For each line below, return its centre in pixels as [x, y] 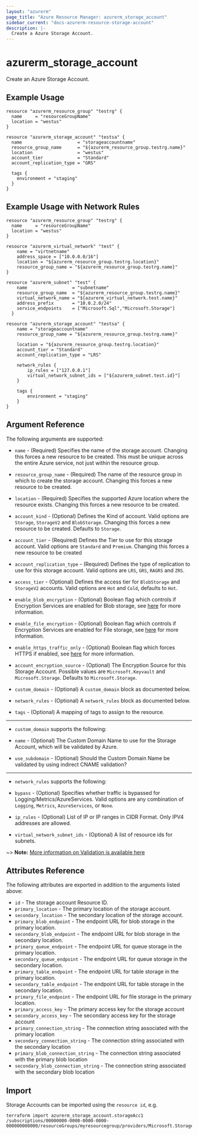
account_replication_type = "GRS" [54, 163]
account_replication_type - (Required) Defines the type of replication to [102, 564]
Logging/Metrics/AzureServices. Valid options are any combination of [99, 799]
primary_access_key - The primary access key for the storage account [99, 1009]
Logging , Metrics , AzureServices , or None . [64, 805]
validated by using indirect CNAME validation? [71, 764]
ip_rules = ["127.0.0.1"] [59, 370]
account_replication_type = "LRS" [59, 355]
